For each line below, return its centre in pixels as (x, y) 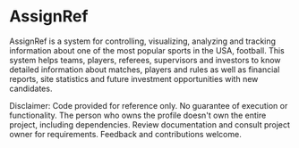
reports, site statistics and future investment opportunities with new (134, 78)
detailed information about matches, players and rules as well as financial (145, 70)
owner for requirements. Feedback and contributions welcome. (125, 134)
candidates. (31, 88)
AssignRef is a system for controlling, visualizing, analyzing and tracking (142, 41)
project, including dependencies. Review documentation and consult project (150, 124)
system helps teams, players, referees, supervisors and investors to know (145, 60)
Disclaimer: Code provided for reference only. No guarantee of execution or (149, 105)
